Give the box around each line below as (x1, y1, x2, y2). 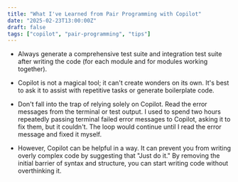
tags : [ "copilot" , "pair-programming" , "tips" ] (7, 30, 151, 38)
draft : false (7, 23, 46, 31)
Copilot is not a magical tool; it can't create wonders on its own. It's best (17, 79, 229, 87)
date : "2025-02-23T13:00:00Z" (7, 17, 97, 24)
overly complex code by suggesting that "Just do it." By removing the (17, 151, 220, 160)
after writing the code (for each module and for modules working (17, 58, 208, 66)
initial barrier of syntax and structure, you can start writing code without (17, 159, 229, 168)
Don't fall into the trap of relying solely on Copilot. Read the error (17, 100, 207, 109)
